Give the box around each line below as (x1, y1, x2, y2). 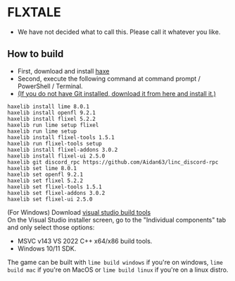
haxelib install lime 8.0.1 (7, 103, 90, 110)
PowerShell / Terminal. (17, 82, 83, 90)
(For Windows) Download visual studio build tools (7, 208, 151, 216)
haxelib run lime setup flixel (7, 121, 99, 128)
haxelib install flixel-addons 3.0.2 (7, 146, 118, 153)
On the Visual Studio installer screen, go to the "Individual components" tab (7, 215, 227, 224)
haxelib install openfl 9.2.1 (7, 109, 96, 116)
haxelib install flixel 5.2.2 (7, 115, 96, 122)
